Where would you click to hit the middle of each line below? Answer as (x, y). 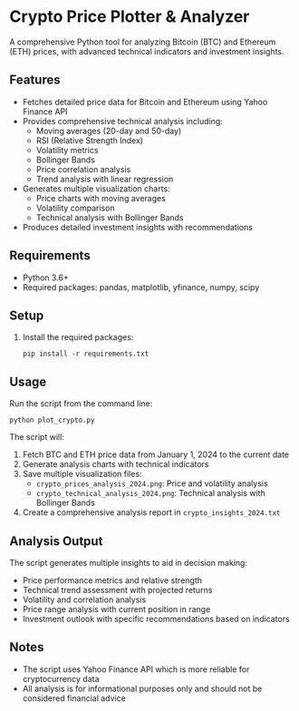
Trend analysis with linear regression (105, 179)
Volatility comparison (75, 208)
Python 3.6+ (46, 278)
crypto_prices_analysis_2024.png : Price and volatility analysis (152, 483)
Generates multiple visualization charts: (96, 189)
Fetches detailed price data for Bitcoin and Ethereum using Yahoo (145, 102)
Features (35, 80)
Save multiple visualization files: (82, 474)
